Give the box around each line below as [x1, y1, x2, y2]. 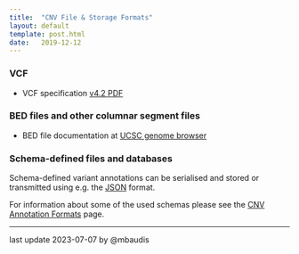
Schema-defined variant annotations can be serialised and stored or [9, 173, 260, 184]
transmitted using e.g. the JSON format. [9, 182, 156, 193]
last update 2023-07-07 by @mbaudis [9, 234, 149, 245]
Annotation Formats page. [9, 209, 105, 219]
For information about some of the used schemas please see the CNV [9, 200, 265, 210]
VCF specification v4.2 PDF [21, 87, 124, 98]
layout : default [9, 21, 69, 30]
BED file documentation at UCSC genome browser [21, 130, 207, 141]
